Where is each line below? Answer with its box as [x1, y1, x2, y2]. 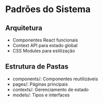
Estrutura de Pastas [5, 62, 69, 71]
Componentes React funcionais [12, 37, 78, 43]
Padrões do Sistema [5, 4, 91, 15]
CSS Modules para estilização [12, 48, 75, 54]
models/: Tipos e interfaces [12, 92, 70, 98]
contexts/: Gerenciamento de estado [12, 86, 89, 92]
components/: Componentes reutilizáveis [12, 76, 98, 82]
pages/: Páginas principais [12, 81, 68, 87]
